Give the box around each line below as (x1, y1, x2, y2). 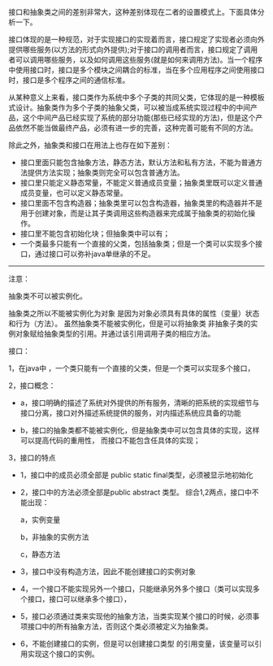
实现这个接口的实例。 (27, 649, 99, 659)
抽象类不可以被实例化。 (8, 291, 87, 301)
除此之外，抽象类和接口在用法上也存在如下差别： (8, 141, 172, 150)
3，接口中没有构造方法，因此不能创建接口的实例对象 (19, 567, 197, 576)
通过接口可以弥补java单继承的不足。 (34, 249, 156, 259)
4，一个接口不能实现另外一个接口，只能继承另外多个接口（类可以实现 (19, 584, 253, 594)
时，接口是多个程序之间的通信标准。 (8, 76, 130, 85)
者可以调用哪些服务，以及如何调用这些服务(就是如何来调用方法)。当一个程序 (8, 55, 263, 64)
